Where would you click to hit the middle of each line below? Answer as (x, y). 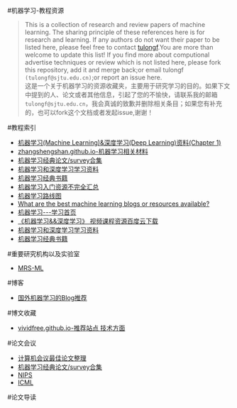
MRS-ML (31, 268)
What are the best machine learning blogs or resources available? (114, 204)
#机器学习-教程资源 (36, 10)
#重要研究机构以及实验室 (44, 254)
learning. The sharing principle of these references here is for (115, 32)
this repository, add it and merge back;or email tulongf (104, 70)
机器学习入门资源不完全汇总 (58, 187)
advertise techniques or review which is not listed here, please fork (123, 62)
